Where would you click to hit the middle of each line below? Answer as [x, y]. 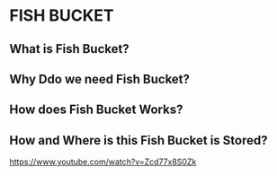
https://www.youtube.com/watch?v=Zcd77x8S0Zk [103, 162]
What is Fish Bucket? [69, 49]
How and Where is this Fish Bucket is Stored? [138, 140]
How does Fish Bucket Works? [96, 110]
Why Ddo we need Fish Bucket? [100, 79]
